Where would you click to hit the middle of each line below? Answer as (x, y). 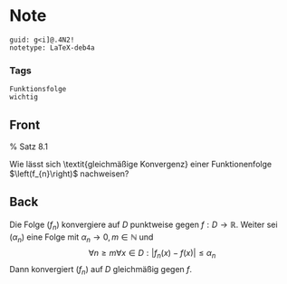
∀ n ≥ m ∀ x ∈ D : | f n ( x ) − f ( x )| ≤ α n (152, 254)
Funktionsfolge (38, 90)
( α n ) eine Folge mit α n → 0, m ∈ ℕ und (81, 238)
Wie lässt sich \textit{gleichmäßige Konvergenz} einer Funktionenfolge (141, 165)
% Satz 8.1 (29, 147)
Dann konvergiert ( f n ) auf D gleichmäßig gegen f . (101, 270)
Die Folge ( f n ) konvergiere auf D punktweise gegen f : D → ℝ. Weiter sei (143, 225)
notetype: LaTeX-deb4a (52, 47)
